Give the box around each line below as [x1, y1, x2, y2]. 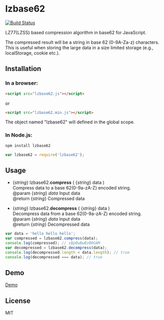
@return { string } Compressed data [12, 196, 85, 202]
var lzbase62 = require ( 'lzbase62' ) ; [5, 152, 85, 157]
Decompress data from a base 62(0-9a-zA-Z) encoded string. [12, 211, 142, 217]
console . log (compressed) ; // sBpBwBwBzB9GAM [5, 240, 100, 245]
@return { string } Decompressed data [12, 221, 90, 227]
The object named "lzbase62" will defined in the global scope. [5, 119, 135, 125]
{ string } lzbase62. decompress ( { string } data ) [12, 205, 110, 212]
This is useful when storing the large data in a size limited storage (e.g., [5, 44, 154, 50]
